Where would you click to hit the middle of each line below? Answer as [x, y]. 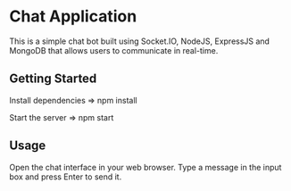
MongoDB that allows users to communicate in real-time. [114, 50]
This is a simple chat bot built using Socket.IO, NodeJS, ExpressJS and [140, 41]
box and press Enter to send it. [66, 177]
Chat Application [73, 17]
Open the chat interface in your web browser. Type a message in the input [145, 167]
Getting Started [53, 79]
